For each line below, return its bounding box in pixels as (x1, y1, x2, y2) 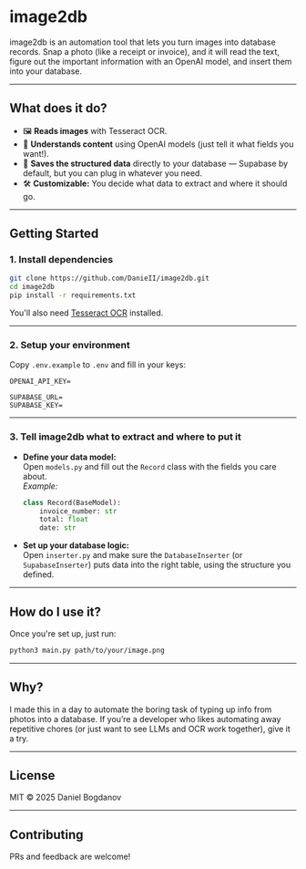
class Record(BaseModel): (22, 498, 121, 507)
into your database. (9, 66, 83, 77)
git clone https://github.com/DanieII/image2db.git (9, 274, 209, 284)
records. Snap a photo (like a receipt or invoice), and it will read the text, (9, 46, 280, 57)
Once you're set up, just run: (9, 627, 117, 639)
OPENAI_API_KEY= (9, 377, 71, 387)
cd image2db (9, 283, 55, 292)
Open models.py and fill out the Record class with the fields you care (22, 460, 277, 471)
